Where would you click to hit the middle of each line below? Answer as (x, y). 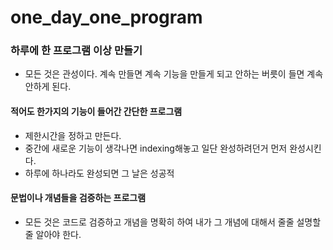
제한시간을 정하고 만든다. (73, 135)
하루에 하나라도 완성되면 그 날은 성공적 (99, 173)
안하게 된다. (48, 87)
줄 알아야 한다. (53, 234)
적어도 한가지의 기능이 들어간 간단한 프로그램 (96, 112)
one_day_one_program (106, 17)
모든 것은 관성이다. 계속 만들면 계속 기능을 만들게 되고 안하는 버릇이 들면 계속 (174, 74)
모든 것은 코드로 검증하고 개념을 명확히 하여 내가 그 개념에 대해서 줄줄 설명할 (173, 222)
